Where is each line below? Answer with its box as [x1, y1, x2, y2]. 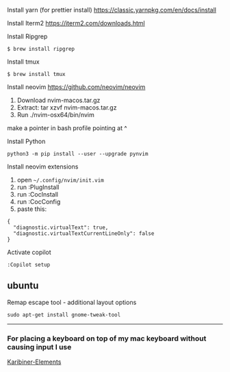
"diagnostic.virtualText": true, [13, 224, 109, 231]
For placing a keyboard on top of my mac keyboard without [7, 334, 207, 343]
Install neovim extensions [7, 162, 79, 171]
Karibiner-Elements [7, 358, 62, 366]
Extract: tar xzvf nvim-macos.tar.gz [16, 103, 117, 112]
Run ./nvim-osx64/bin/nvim [16, 111, 94, 119]
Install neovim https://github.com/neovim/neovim [7, 83, 146, 91]
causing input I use [7, 342, 72, 351]
